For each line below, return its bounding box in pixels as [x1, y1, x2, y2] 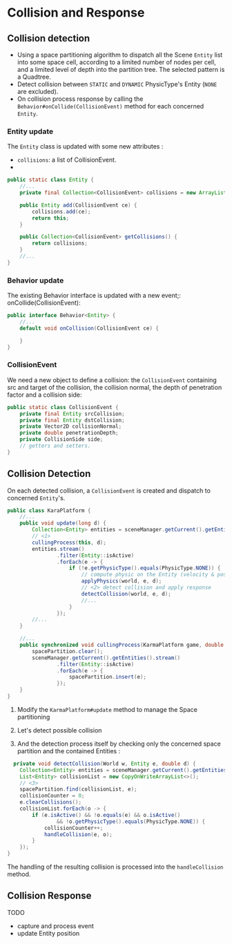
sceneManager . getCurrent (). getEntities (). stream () [32, 654, 181, 661]
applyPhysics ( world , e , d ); [81, 578, 162, 585]
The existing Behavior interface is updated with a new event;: [7, 292, 182, 300]
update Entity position [17, 929, 80, 937]
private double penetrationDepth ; [19, 430, 119, 437]
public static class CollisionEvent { [7, 404, 119, 410]
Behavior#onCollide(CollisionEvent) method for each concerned [17, 102, 204, 110]
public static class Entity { [7, 176, 95, 184]
